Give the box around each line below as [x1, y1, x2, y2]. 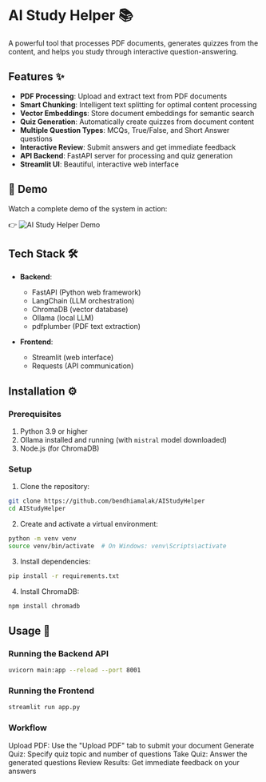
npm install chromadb [8, 602, 81, 610]
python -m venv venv [8, 535, 77, 543]
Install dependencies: [19, 556, 91, 566]
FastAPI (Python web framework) [31, 287, 141, 297]
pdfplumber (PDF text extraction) [31, 322, 141, 331]
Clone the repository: [19, 482, 90, 491]
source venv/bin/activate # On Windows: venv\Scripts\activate [8, 542, 227, 550]
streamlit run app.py [8, 704, 81, 712]
